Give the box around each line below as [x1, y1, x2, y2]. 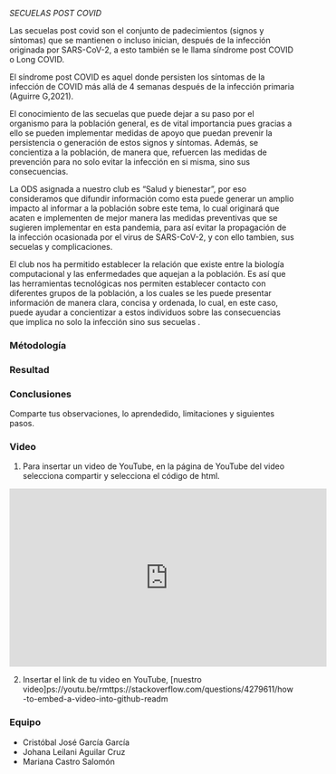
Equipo [9, 716, 42, 729]
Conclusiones [9, 387, 72, 400]
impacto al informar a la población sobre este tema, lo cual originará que [9, 203, 280, 214]
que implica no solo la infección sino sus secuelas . [9, 317, 201, 327]
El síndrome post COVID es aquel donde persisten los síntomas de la [9, 72, 265, 82]
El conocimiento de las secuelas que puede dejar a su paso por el [9, 109, 255, 119]
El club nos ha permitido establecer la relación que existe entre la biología [9, 259, 285, 270]
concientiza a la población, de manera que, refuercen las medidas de [9, 147, 267, 158]
